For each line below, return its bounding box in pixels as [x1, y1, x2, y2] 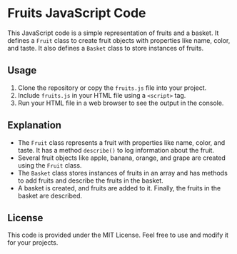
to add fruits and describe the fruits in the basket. [17, 176, 164, 185]
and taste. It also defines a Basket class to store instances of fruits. [7, 44, 204, 52]
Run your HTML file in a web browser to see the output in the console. [17, 98, 224, 107]
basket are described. [17, 191, 83, 200]
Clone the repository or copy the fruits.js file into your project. [17, 83, 207, 92]
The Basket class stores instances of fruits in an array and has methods [17, 168, 228, 177]
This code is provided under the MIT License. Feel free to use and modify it [7, 230, 228, 240]
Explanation [7, 119, 62, 131]
